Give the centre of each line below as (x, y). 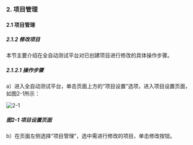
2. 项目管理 (22, 9)
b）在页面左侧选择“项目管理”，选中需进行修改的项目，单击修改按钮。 (91, 136)
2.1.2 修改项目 (23, 39)
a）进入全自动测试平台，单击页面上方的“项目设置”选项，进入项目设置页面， (99, 86)
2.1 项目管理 (21, 24)
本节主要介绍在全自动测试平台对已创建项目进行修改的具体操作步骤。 (89, 55)
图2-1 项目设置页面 (29, 120)
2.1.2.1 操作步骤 (25, 70)
